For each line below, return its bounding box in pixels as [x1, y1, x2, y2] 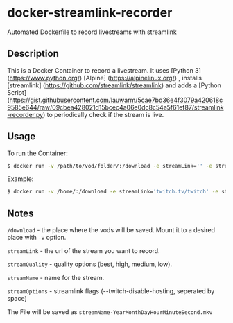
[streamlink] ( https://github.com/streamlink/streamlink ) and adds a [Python [7, 81, 222, 89]
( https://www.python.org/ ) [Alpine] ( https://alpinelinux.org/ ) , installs [7, 73, 202, 82]
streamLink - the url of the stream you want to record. [7, 247, 161, 255]
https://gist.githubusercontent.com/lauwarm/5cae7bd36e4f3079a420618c [9, 96, 223, 104]
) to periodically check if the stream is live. [42, 110, 164, 119]
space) [7, 295, 28, 303]
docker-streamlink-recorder [7, 5, 173, 21]
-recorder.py [7, 110, 44, 119]
